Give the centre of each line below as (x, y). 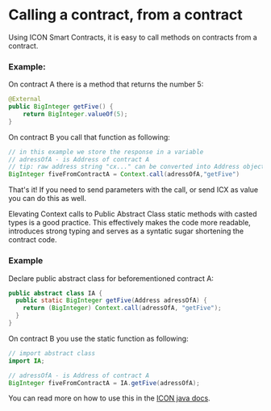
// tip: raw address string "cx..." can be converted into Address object (137, 167)
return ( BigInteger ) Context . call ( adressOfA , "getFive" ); (122, 308)
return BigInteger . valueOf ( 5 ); (75, 114)
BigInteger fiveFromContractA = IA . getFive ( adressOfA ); (104, 383)
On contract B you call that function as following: (90, 137)
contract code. (33, 240)
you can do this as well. (48, 199)
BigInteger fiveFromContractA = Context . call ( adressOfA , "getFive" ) (124, 174)
